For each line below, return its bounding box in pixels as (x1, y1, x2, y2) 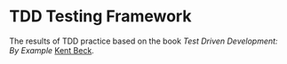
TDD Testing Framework (9, 6, 192, 27)
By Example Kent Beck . (9, 44, 95, 55)
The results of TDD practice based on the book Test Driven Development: (9, 36, 278, 46)
